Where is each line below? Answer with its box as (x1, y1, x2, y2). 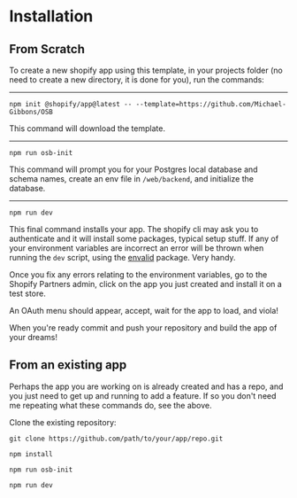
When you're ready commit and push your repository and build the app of (9, 323, 278, 333)
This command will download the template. (9, 123, 166, 134)
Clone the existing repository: (9, 416, 117, 427)
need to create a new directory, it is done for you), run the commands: (9, 74, 265, 85)
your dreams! (9, 332, 57, 342)
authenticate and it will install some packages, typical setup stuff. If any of (9, 233, 279, 244)
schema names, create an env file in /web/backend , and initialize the (9, 174, 255, 183)
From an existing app (9, 357, 127, 373)
